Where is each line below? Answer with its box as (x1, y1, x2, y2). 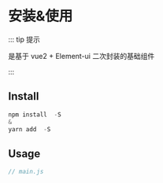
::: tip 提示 (8, 35, 41, 44)
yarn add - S (8, 125, 51, 134)
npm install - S (8, 111, 61, 119)
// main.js (8, 168, 44, 176)
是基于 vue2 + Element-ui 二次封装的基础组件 (8, 51, 155, 60)
